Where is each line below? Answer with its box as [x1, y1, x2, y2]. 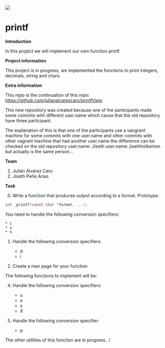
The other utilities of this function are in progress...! [5, 337, 111, 343]
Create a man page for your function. [12, 263, 89, 269]
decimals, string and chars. [5, 72, 61, 78]
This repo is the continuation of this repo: [5, 92, 90, 98]
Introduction [5, 38, 31, 44]
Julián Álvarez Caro [12, 168, 53, 174]
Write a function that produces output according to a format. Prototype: [12, 192, 160, 198]
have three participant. [5, 117, 52, 123]
